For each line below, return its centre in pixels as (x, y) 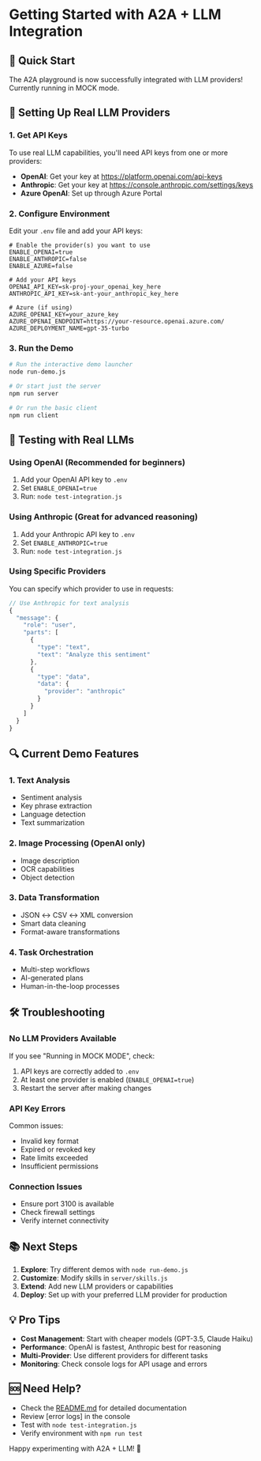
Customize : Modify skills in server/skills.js (94, 1278)
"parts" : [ (41, 633)
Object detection (48, 877)
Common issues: (36, 1126)
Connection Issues (46, 1187)
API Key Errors (37, 1108)
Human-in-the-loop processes (70, 986)
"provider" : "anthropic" (85, 691)
